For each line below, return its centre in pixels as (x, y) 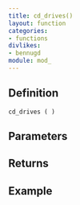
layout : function (37, 23)
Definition (33, 93)
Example (30, 191)
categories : (28, 31)
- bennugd (25, 53)
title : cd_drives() (41, 16)
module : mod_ (30, 61)
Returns (29, 164)
